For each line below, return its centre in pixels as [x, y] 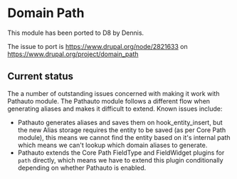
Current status [40, 76]
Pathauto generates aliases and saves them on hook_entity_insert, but [120, 122]
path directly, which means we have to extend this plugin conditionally [120, 160]
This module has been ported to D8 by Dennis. [76, 33]
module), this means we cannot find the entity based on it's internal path [124, 137]
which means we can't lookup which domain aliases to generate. [112, 145]
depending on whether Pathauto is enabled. [82, 168]
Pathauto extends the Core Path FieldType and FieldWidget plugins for [121, 152]
